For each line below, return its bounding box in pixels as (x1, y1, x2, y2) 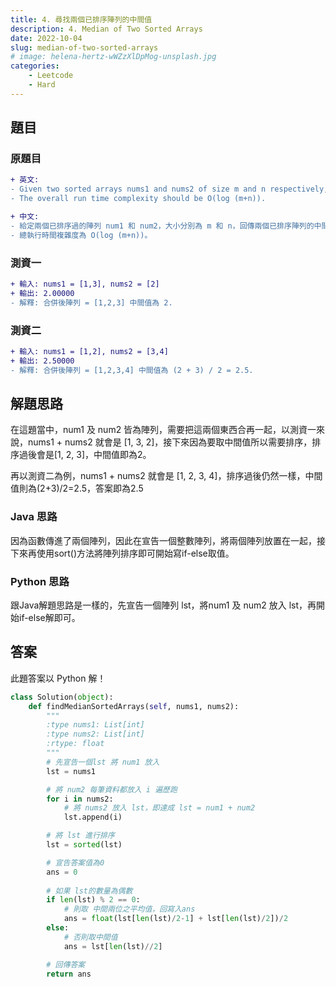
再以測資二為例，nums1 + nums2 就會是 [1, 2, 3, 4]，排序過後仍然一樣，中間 (10, 470, 323, 482)
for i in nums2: (46, 794, 114, 804)
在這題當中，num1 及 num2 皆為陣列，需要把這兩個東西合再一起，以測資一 (10, 424, 317, 436)
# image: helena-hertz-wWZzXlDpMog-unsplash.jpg (10, 52, 217, 62)
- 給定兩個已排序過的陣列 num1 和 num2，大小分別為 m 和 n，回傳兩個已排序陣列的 (10, 221, 315, 231)
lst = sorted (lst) (46, 840, 123, 850)
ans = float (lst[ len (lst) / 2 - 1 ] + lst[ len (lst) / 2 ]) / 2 (63, 914, 289, 924)
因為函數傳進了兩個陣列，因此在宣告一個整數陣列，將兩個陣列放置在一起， (10, 534, 317, 546)
